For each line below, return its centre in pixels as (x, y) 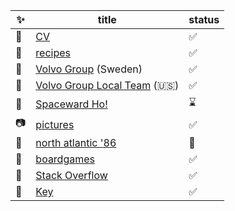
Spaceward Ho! (71, 104)
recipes (53, 52)
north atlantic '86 (76, 142)
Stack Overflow (71, 175)
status (204, 19)
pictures (55, 124)
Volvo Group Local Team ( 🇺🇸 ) (107, 85)
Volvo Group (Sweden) (89, 69)
